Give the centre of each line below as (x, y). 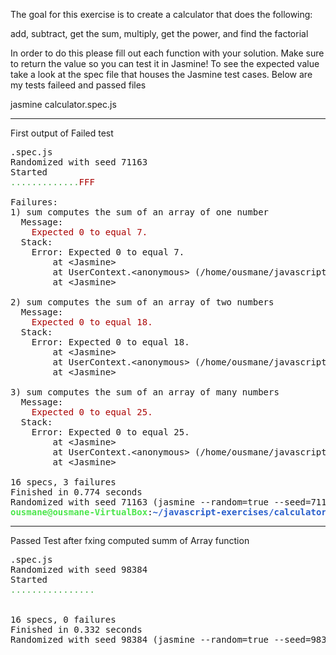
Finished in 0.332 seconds (76, 629)
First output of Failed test (62, 133)
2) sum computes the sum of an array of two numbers (142, 302)
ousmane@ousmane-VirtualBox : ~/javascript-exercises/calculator (168, 512)
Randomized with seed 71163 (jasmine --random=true (140, 502)
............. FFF (52, 182)
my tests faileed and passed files (78, 85)
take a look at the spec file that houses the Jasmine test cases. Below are (161, 74)
